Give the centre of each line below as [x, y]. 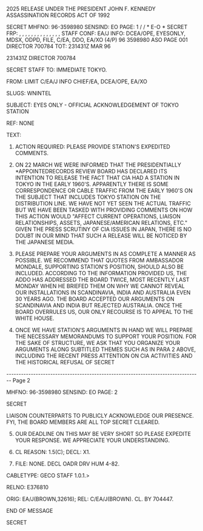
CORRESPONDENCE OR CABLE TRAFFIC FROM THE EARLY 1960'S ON [104, 191]
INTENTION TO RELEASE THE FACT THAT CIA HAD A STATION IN [97, 178]
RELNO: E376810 [28, 487]
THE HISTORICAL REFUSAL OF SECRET [65, 362]
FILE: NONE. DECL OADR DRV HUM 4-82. [67, 464]
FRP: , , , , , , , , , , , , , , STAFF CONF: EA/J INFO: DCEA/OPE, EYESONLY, [96, 33]
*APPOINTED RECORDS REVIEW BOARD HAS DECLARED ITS [91, 171]
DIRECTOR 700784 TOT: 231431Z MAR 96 [58, 46]
